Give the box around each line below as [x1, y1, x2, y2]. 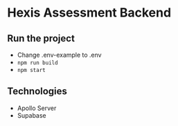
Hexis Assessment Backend [7, 5, 172, 21]
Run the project [7, 33, 75, 44]
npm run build [17, 60, 58, 66]
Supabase [17, 111, 46, 119]
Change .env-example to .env [17, 51, 102, 59]
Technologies [7, 85, 68, 98]
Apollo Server [17, 104, 57, 112]
